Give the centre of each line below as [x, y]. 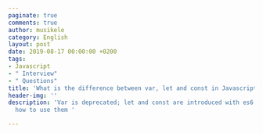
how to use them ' [45, 110]
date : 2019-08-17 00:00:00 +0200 [63, 52]
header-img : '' [33, 95]
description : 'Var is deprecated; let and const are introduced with [124, 102]
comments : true [33, 23]
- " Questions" [33, 81]
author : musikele [36, 30]
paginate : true [33, 15]
